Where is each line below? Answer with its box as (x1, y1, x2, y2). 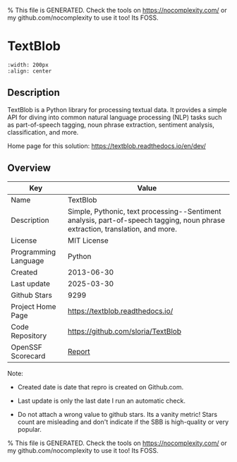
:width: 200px (7, 61, 49, 68)
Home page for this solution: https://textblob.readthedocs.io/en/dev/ (7, 141, 206, 150)
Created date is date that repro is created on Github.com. (17, 382, 184, 391)
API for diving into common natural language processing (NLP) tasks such (7, 113, 222, 121)
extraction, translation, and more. (68, 224, 178, 233)
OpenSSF (11, 342, 42, 352)
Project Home (11, 301, 56, 311)
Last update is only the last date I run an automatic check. (17, 396, 186, 405)
